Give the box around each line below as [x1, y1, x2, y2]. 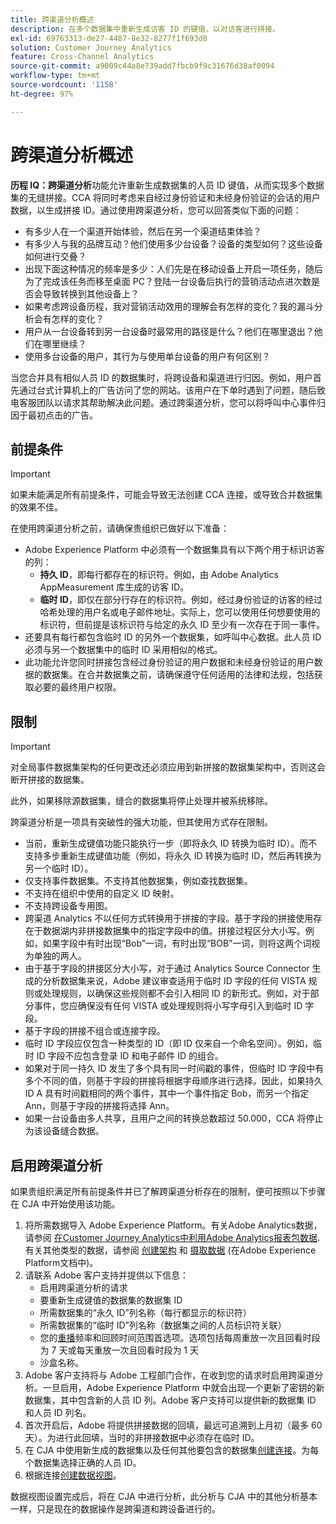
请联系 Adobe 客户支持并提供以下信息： [24, 1269, 190, 1281]
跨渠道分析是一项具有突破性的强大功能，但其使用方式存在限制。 [10, 816, 273, 828]
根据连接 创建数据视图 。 [24, 1469, 122, 1481]
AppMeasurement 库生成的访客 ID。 [39, 581, 190, 593]
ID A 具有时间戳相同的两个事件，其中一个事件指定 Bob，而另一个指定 [24, 1087, 310, 1100]
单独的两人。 [33, 950, 87, 962]
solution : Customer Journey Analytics [10, 42, 172, 53]
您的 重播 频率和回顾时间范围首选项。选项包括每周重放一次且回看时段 [39, 1332, 321, 1343]
